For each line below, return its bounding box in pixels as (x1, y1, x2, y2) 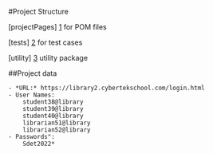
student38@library (22, 98, 84, 106)
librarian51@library (22, 119, 91, 127)
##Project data (8, 69, 57, 78)
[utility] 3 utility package (8, 53, 89, 62)
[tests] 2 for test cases (8, 38, 83, 47)
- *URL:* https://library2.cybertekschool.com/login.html (8, 84, 205, 92)
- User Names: (8, 91, 56, 99)
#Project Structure (8, 7, 69, 16)
